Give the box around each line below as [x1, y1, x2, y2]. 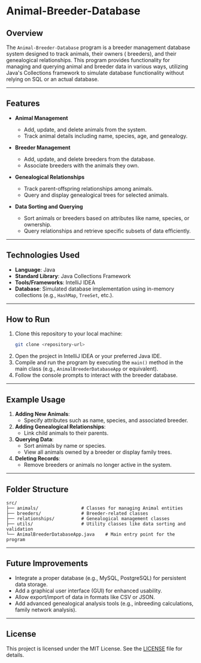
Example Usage [6, 395, 66, 405]
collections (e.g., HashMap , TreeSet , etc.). [14, 291, 114, 298]
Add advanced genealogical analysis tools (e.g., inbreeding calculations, [14, 600, 194, 607]
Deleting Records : [14, 455, 61, 462]
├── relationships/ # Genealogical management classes [6, 515, 170, 521]
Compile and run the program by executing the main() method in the [14, 359, 184, 366]
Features [6, 99, 40, 109]
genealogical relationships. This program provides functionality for [6, 57, 170, 63]
